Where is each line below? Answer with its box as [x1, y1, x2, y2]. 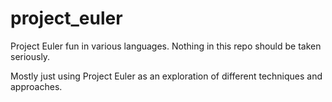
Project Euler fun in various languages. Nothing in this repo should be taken [10, 40, 322, 52]
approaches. [10, 80, 63, 92]
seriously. [10, 50, 51, 62]
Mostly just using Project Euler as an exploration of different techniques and [10, 70, 323, 82]
